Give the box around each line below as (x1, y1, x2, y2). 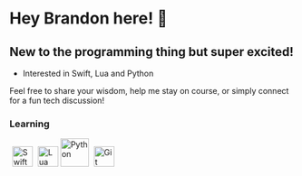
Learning (9, 117, 50, 130)
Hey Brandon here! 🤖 (9, 8, 168, 29)
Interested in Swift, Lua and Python (22, 68, 154, 79)
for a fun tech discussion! (9, 95, 105, 106)
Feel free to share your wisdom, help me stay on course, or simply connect (9, 86, 289, 96)
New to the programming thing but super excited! (9, 44, 295, 60)
